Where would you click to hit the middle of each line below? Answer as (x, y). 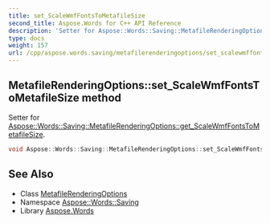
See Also (31, 174)
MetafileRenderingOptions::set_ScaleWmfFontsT (134, 85)
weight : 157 (28, 46)
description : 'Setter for (51, 30)
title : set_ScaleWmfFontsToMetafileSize (77, 16)
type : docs (27, 38)
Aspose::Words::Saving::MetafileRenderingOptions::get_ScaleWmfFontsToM (134, 126)
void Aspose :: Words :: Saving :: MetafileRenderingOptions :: (106, 149)
